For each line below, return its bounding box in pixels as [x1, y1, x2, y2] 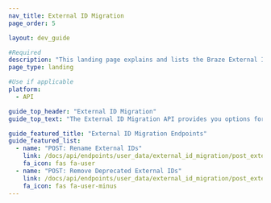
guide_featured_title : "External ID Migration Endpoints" [8, 130, 207, 138]
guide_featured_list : [8, 137, 81, 145]
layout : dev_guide [8, 34, 70, 42]
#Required [8, 48, 42, 56]
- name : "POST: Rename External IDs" [15, 144, 143, 153]
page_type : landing [8, 64, 74, 72]
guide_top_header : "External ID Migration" [8, 107, 157, 115]
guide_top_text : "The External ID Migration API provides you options [8, 114, 251, 123]
